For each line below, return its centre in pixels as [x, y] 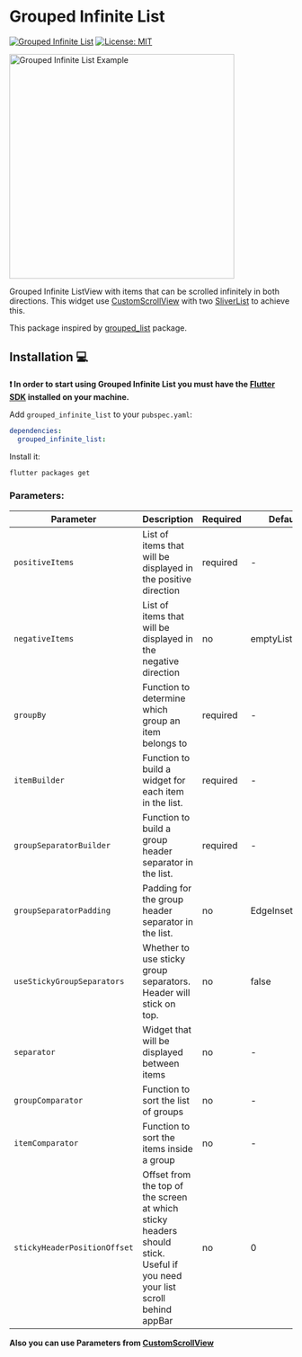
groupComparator [49, 1100]
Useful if [160, 1264]
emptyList [271, 638]
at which [160, 1208]
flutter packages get [50, 473]
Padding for [167, 888]
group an [161, 721]
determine [164, 698]
